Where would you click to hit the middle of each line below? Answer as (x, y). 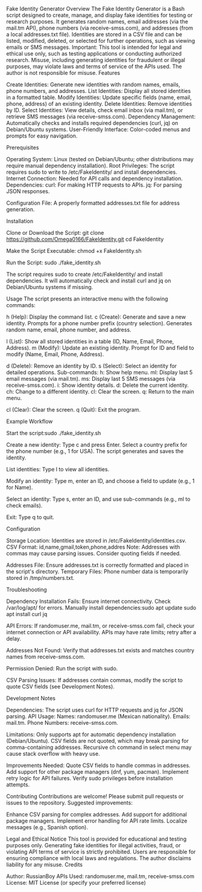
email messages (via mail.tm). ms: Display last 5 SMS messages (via (91, 379)
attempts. (18, 785)
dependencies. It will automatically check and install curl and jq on (89, 281)
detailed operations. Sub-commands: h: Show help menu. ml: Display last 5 (99, 372)
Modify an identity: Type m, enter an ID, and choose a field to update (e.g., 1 (100, 481)
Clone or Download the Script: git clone (55, 233)
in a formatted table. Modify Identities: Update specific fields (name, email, (99, 97)
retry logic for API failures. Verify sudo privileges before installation (90, 778)
